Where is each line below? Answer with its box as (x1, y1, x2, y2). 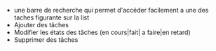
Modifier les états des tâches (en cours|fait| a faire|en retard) (13, 28, 191, 36)
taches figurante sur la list (13, 13, 90, 22)
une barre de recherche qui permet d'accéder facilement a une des (13, 6, 209, 14)
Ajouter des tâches (13, 21, 69, 29)
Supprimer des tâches (13, 36, 79, 44)
